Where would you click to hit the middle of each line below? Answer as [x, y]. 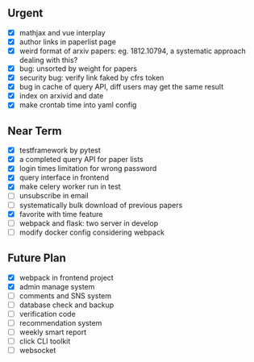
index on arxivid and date [61, 96]
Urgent [25, 13]
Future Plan [37, 258]
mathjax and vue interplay [62, 32]
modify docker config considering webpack [92, 232]
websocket [37, 351]
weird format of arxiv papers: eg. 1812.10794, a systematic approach [133, 51]
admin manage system [57, 286]
